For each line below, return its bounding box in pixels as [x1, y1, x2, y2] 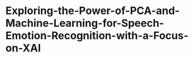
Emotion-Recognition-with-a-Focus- [5, 29, 189, 42]
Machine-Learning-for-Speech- [5, 16, 165, 30]
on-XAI [5, 42, 42, 55]
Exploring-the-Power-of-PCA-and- [5, 4, 180, 18]
